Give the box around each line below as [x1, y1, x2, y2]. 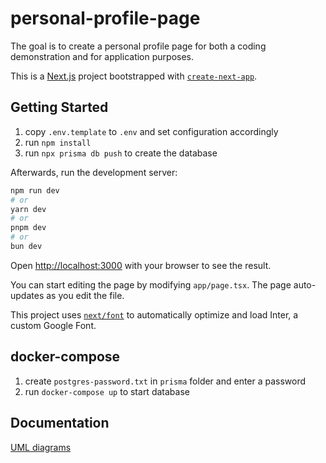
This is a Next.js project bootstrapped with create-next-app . [10, 70, 258, 82]
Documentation [10, 415, 110, 432]
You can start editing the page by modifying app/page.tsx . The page [10, 278, 292, 291]
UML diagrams [10, 441, 72, 453]
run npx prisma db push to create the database [24, 147, 218, 159]
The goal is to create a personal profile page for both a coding [10, 40, 267, 52]
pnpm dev [10, 223, 47, 233]
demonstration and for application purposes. [10, 50, 194, 62]
